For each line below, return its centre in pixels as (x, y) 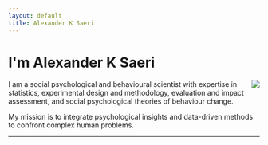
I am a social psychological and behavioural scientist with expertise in (123, 84)
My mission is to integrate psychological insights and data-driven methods (131, 117)
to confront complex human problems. (71, 125)
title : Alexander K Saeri (51, 23)
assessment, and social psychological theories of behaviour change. (121, 101)
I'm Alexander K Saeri (82, 63)
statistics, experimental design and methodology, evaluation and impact (126, 93)
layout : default (35, 16)
